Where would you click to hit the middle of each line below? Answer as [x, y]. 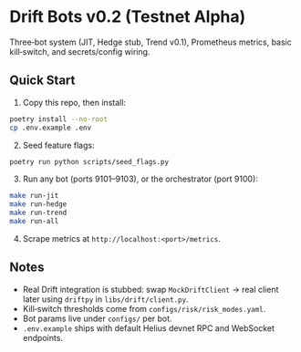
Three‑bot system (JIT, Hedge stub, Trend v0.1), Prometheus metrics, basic [150, 42]
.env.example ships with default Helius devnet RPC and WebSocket [149, 328]
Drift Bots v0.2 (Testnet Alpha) [128, 17]
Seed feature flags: [58, 145]
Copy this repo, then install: [74, 102]
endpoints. [43, 337]
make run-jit [34, 196]
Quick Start [42, 81]
